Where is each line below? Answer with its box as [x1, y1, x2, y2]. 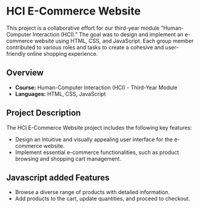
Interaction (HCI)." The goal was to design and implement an [32, 30, 184, 38]
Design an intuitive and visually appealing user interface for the [15, 135, 173, 143]
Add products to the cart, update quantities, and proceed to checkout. [15, 195, 190, 203]
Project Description [6, 108, 81, 118]
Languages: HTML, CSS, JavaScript [15, 90, 106, 98]
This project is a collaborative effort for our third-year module [6, 24, 159, 32]
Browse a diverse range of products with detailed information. [15, 189, 170, 196]
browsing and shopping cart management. [15, 155, 121, 162]
